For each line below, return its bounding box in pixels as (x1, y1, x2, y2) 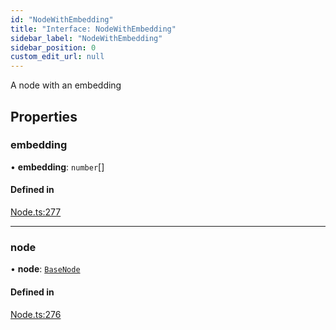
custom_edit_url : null (10, 52, 105, 62)
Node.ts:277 (10, 206, 62, 218)
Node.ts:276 (10, 308, 62, 320)
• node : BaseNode (10, 263, 81, 275)
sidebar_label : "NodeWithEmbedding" (10, 33, 163, 43)
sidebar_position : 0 (10, 42, 97, 53)
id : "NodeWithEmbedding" (10, 14, 114, 25)
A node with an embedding (10, 79, 122, 91)
